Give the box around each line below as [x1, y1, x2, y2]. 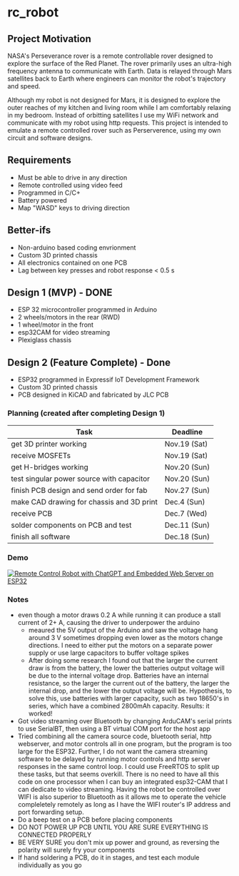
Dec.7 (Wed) [164, 508, 208, 518]
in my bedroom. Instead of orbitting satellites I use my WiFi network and [7, 111, 219, 119]
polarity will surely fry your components [17, 846, 136, 855]
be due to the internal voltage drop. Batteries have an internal [28, 671, 209, 680]
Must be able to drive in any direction [17, 173, 128, 182]
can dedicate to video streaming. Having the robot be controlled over [17, 785, 221, 794]
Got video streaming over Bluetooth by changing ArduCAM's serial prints [17, 717, 232, 725]
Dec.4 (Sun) [164, 496, 205, 506]
